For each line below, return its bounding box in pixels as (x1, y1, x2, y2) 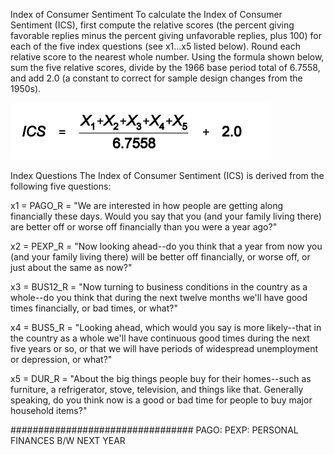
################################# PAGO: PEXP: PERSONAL (10, 424, 299, 436)
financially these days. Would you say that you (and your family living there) (10, 210, 322, 222)
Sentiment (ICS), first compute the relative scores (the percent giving (10, 19, 295, 31)
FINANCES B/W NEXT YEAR (10, 435, 126, 446)
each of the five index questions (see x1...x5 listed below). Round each (10, 40, 302, 52)
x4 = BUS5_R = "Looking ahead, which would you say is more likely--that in (10, 322, 322, 333)
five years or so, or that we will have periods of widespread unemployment (10, 343, 319, 354)
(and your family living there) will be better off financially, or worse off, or (10, 251, 311, 263)
